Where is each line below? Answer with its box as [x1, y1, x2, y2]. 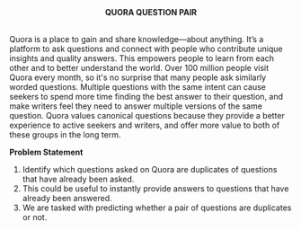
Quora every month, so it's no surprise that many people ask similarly [9, 72, 267, 83]
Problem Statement [9, 146, 84, 157]
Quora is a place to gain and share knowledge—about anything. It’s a [9, 34, 264, 44]
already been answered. [22, 193, 112, 203]
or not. [22, 212, 48, 222]
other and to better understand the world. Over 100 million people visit [9, 63, 270, 73]
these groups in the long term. [9, 129, 121, 140]
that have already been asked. [22, 173, 135, 184]
